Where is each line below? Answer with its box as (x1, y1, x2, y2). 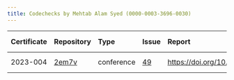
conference (97, 57, 136, 67)
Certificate (10, 36, 47, 46)
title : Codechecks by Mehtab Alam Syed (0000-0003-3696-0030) (7, 10, 192, 17)
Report (167, 36, 191, 46)
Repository (54, 36, 92, 46)
